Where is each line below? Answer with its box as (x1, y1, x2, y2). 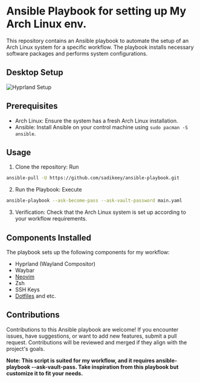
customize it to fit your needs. (6, 370, 83, 377)
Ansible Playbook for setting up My (6, 4, 187, 18)
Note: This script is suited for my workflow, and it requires (6, 356, 155, 364)
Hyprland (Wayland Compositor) (15, 260, 95, 267)
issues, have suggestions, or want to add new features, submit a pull (6, 332, 177, 340)
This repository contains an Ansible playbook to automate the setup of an (6, 37, 189, 44)
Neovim (15, 273, 35, 280)
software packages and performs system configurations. (6, 50, 148, 57)
